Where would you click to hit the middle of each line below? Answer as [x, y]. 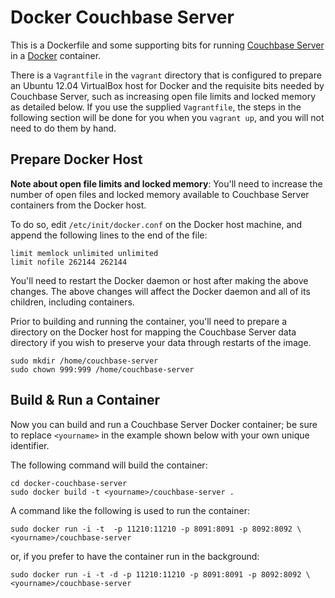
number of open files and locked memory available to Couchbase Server [160, 194]
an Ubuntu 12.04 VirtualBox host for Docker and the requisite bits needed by [167, 85]
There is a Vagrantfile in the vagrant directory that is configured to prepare [166, 75]
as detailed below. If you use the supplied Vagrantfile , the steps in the [156, 107]
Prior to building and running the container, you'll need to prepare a [149, 321]
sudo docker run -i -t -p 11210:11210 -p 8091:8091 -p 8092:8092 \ [156, 529]
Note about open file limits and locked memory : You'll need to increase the [166, 183]
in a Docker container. [56, 55]
